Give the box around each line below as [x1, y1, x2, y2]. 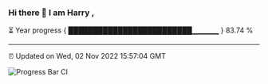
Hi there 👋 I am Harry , [8, 7, 95, 18]
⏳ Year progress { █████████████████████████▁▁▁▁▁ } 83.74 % [8, 25, 254, 35]
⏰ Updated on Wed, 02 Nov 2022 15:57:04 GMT [8, 52, 166, 61]
